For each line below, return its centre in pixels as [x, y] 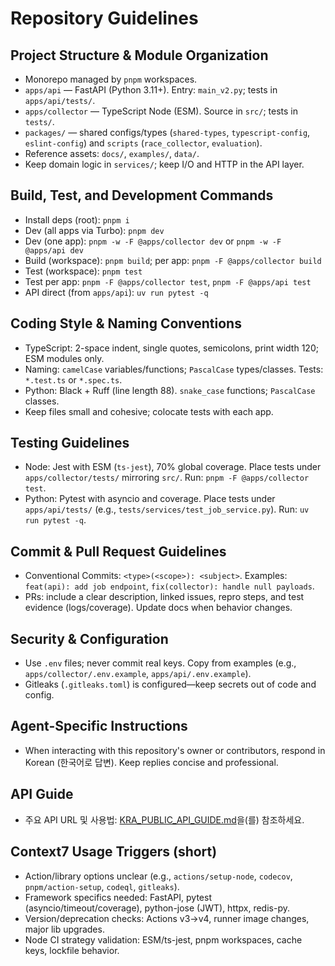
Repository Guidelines [104, 18]
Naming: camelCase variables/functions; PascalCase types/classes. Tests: [174, 369]
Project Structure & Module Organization [139, 55]
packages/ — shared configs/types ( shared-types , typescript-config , [167, 132]
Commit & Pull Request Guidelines [118, 551]
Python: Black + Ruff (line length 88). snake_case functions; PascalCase [170, 390]
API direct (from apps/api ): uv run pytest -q [116, 292]
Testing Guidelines [70, 443]
